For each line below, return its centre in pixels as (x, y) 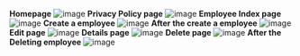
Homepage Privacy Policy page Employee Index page (145, 14)
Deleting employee (45, 42)
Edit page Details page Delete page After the (145, 32)
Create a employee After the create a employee (151, 23)
